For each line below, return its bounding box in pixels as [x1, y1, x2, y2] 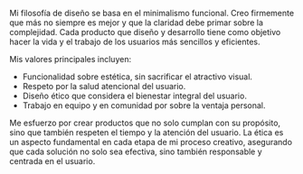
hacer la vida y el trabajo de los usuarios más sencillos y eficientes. [9, 36, 260, 47]
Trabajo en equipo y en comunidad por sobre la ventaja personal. [22, 100, 266, 111]
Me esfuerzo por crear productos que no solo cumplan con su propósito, [9, 117, 281, 128]
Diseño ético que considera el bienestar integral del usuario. [22, 90, 247, 101]
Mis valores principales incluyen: [9, 54, 132, 64]
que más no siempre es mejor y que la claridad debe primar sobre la [9, 17, 264, 28]
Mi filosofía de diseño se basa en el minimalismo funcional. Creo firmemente [9, 8, 295, 18]
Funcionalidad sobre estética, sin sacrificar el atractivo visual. [22, 71, 253, 82]
